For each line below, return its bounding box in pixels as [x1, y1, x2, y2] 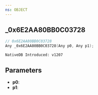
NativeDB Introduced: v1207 [5, 53, 63, 58]
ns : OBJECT [5, 7, 28, 12]
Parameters [5, 66, 42, 75]
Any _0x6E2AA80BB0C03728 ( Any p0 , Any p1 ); [5, 43, 94, 49]
